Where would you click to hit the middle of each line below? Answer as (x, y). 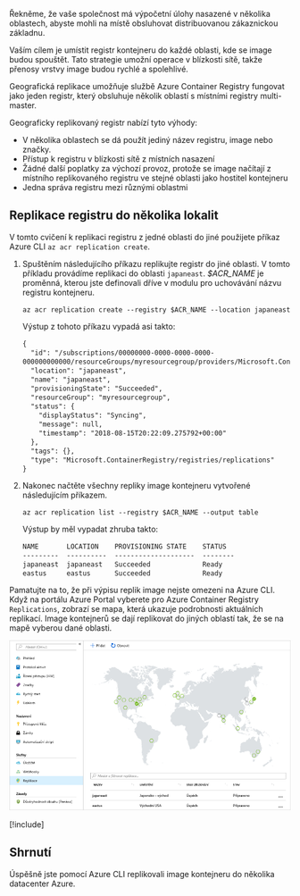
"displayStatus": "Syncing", (93, 415)
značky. (37, 149)
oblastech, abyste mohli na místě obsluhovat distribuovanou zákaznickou (144, 23)
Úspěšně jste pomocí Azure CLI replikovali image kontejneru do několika (142, 874)
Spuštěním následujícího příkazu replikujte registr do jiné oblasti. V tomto (156, 264)
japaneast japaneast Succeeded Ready (122, 564)
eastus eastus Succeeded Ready (122, 573)
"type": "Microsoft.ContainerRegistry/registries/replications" (153, 460)
